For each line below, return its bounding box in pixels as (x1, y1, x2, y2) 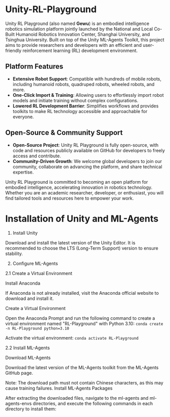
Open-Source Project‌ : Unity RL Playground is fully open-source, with (12, 142, 159, 148)
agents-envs (5, 400, 32, 406)
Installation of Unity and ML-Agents (5, 213, 159, 225)
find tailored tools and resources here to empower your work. (5, 195, 134, 201)
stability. (5, 251, 23, 257)
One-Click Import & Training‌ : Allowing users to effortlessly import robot (12, 92, 164, 98)
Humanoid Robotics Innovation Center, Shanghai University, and (15, 31, 150, 37)
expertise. (12, 169, 34, 175)
